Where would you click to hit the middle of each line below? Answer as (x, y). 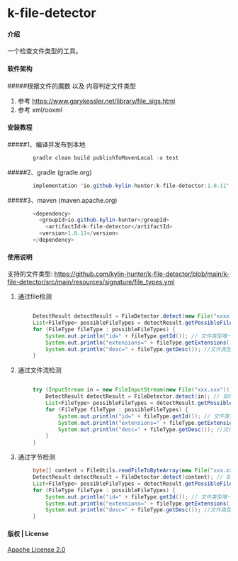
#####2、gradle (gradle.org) (50, 172)
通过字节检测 (36, 457)
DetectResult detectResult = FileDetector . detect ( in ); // (132, 396)
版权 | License (28, 533)
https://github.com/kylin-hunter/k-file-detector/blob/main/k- (142, 274)
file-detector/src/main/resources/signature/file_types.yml (91, 282)
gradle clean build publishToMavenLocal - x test (106, 157)
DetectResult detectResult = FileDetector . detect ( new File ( (123, 316)
